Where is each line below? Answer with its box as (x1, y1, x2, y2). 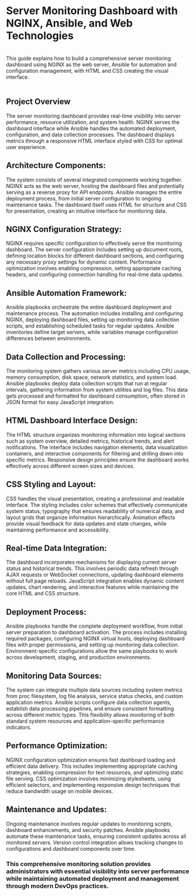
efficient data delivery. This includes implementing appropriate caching (6, 762, 177, 770)
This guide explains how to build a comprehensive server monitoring (6, 55, 171, 62)
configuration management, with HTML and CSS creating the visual (6, 67, 169, 74)
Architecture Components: (6, 160, 106, 171)
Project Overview (6, 97, 71, 107)
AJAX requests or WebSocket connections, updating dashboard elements (6, 571, 184, 578)
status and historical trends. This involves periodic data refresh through (6, 565, 178, 572)
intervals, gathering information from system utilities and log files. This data (6, 386, 188, 393)
